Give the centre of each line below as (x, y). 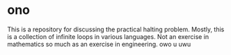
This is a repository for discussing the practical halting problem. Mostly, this (116, 29)
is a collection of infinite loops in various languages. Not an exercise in (108, 36)
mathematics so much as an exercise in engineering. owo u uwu (99, 44)
